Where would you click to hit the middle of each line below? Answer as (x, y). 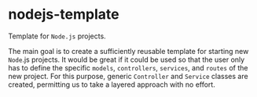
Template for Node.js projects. (57, 36)
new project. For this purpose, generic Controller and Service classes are (128, 76)
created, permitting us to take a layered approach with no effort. (112, 84)
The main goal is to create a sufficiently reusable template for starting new (128, 51)
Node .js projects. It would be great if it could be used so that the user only (127, 59)
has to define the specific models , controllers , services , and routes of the (128, 67)
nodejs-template (64, 14)
